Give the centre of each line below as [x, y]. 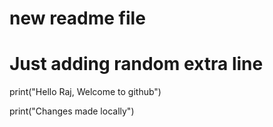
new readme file [77, 18]
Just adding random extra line [136, 64]
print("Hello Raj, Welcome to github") [85, 92]
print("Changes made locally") [72, 111]
